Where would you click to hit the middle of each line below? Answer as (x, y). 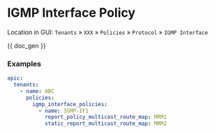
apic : (15, 78)
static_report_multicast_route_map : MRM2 (106, 124)
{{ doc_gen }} (27, 45)
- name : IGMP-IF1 (64, 111)
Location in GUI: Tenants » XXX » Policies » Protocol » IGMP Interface (107, 32)
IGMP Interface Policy (72, 13)
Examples (24, 64)
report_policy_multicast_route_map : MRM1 (106, 117)
